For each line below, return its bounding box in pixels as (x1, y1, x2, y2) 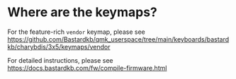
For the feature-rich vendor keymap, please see (7, 28, 145, 36)
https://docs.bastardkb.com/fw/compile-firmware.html (7, 63, 167, 72)
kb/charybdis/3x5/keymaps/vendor (7, 42, 111, 51)
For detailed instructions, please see (7, 56, 113, 64)
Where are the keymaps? (7, 4, 157, 20)
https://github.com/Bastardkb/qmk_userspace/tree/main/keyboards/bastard (7, 35, 230, 43)
